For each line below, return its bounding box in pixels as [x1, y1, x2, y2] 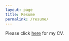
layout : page [5, 7, 33, 12]
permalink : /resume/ [5, 16, 49, 21]
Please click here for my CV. [5, 30, 64, 36]
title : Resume [5, 12, 36, 17]
